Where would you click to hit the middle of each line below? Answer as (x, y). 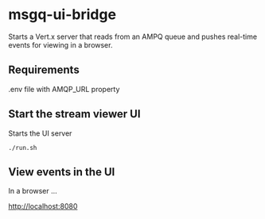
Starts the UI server (40, 133)
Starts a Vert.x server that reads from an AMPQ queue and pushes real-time (132, 36)
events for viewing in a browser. (60, 44)
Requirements (44, 70)
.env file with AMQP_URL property (64, 89)
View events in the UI (62, 172)
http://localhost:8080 (43, 206)
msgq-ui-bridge (62, 15)
